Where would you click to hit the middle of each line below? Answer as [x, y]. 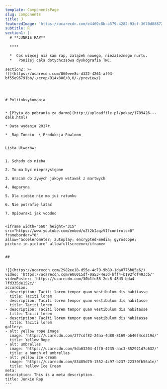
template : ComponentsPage [32, 10]
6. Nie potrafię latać [29, 204]
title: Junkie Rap [24, 379]
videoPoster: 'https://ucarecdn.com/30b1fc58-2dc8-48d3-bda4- [71, 279]
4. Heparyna [17, 187]
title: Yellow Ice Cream [35, 366]
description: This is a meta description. [50, 375]
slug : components [23, 14]
